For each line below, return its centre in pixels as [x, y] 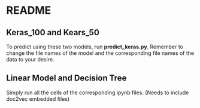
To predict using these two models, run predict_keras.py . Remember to [95, 47]
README [29, 10]
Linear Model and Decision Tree [66, 78]
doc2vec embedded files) [38, 98]
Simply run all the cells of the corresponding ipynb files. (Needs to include [98, 92]
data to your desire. [30, 59]
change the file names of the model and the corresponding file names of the [100, 53]
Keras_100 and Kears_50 [53, 33]
